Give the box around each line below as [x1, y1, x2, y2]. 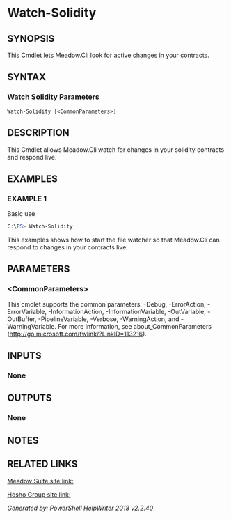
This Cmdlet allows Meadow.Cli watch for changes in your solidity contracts [7, 145, 225, 154]
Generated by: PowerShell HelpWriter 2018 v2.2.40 [7, 504, 154, 512]
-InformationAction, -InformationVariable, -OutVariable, [48, 307, 207, 316]
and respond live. [7, 153, 57, 161]
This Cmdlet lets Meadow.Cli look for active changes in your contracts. [7, 51, 210, 59]
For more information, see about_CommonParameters [58, 322, 212, 330]
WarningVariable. [7, 322, 57, 330]
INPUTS [7, 350, 42, 362]
